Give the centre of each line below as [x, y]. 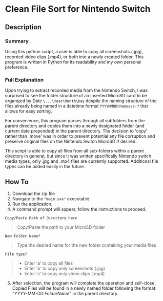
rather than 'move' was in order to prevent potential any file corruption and [80, 136]
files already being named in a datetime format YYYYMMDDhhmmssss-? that [77, 106]
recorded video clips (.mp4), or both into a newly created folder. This [74, 57]
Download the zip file [33, 193]
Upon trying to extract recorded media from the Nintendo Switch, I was [76, 90]
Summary [17, 41]
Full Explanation [24, 80]
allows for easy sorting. [29, 111]
